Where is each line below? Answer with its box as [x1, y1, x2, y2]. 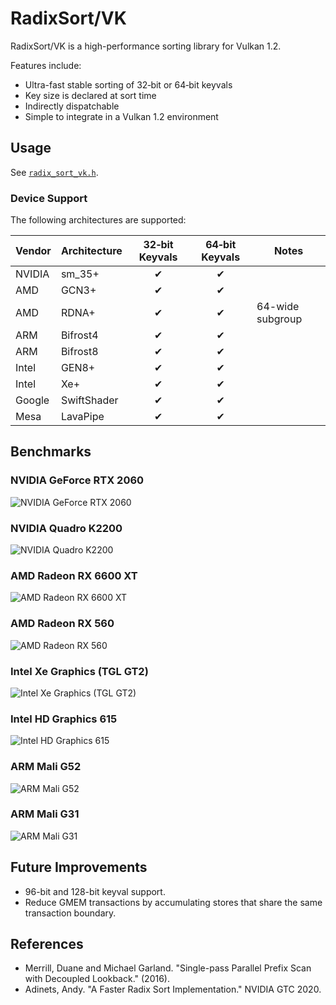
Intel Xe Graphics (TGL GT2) [10, 664, 149, 678]
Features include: [10, 59, 82, 71]
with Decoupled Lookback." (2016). [24, 973, 170, 985]
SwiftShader [60, 393, 119, 407]
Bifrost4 [60, 328, 99, 342]
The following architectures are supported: [10, 214, 187, 226]
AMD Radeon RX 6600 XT [10, 568, 138, 582]
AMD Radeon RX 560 [10, 617, 115, 631]
